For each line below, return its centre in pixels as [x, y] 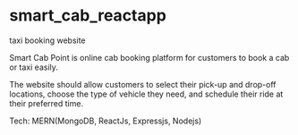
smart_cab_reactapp [88, 16]
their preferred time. [46, 103]
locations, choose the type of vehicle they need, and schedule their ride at [146, 94]
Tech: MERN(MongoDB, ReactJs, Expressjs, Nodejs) [106, 121]
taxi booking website [48, 40]
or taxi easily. [34, 67]
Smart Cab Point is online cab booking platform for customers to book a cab [149, 57]
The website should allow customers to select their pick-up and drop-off [143, 84]
